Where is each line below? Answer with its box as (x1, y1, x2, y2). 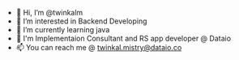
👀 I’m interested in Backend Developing (15, 16, 147, 26)
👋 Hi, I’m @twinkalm (15, 8, 83, 17)
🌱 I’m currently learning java (15, 25, 110, 34)
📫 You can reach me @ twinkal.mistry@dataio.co (15, 43, 182, 52)
